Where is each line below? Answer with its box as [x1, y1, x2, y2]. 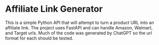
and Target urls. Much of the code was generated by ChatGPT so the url [5, 30, 152, 36]
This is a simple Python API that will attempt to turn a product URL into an [5, 20, 154, 25]
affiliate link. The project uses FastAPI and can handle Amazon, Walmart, [5, 24, 153, 30]
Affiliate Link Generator [5, 3, 103, 15]
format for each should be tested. [5, 35, 74, 41]
